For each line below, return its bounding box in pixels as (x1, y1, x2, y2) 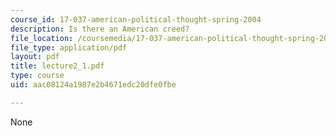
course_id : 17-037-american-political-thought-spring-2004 (10, 14, 262, 25)
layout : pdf (10, 52, 60, 62)
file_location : (10, 33, 74, 43)
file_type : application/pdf (10, 42, 128, 53)
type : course (10, 71, 65, 81)
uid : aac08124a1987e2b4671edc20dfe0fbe (10, 80, 177, 90)
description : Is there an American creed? (10, 24, 190, 34)
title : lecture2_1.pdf (10, 61, 105, 71)
